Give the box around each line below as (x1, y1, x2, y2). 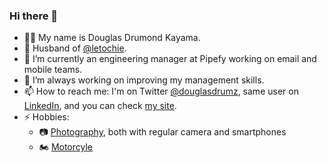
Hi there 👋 (9, 9, 59, 23)
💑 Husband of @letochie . (23, 42, 127, 54)
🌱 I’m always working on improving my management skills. (23, 74, 265, 86)
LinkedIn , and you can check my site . (23, 100, 177, 112)
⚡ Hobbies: (23, 111, 70, 123)
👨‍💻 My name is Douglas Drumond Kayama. (23, 32, 201, 44)
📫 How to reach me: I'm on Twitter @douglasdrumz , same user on (23, 85, 299, 98)
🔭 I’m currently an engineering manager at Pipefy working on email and (23, 53, 317, 65)
